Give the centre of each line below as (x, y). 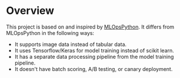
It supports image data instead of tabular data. (71, 44)
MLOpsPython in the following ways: (50, 33)
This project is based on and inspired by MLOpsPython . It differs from (90, 27)
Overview (30, 11)
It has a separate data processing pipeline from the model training (94, 56)
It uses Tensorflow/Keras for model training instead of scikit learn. (94, 50)
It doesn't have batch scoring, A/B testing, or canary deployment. (94, 69)
